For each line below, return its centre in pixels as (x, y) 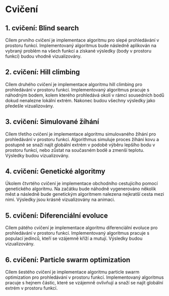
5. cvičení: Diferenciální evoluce (57, 215)
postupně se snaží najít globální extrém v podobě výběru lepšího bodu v (80, 145)
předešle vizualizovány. (30, 106)
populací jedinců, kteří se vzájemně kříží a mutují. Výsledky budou (74, 238)
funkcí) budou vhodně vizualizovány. (43, 56)
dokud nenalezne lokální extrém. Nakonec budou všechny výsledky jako (80, 100)
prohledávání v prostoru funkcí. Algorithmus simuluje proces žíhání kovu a (82, 139)
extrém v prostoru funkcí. (32, 288)
